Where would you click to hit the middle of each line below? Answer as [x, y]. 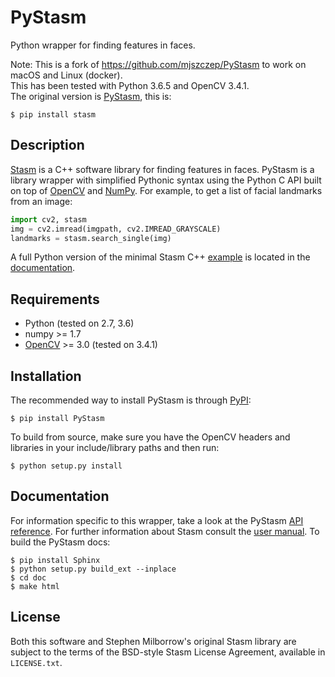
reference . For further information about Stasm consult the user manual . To [165, 531]
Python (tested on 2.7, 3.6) [79, 323]
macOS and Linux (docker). [66, 75]
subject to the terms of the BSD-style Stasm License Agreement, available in [168, 652]
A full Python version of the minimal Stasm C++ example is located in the [160, 257]
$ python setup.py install [66, 466]
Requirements [55, 299]
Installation [46, 376]
